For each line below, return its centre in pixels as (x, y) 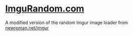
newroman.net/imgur (27, 27)
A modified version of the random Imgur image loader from (66, 22)
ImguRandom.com (45, 9)
